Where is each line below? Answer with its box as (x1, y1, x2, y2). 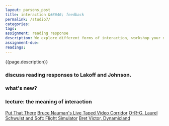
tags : (5, 26, 17, 31)
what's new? (5, 85, 37, 92)
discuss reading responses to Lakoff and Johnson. (5, 71, 132, 78)
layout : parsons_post (5, 7, 51, 13)
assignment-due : (5, 40, 39, 45)
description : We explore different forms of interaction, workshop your (5, 36, 161, 41)
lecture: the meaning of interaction (5, 98, 92, 105)
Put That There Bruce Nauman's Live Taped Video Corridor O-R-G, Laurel (5, 109, 158, 116)
